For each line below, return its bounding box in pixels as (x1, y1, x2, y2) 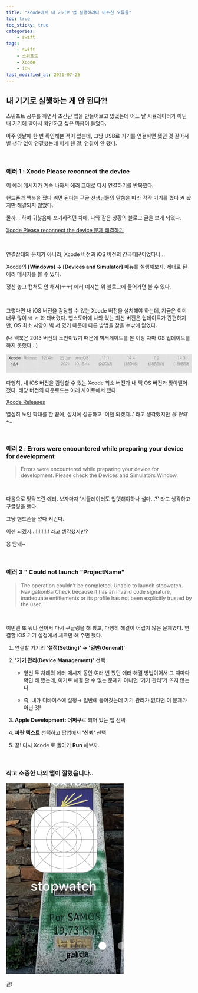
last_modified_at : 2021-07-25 (6, 71, 81, 78)
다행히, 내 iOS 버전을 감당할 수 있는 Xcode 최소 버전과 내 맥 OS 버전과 (6, 379, 167, 386)
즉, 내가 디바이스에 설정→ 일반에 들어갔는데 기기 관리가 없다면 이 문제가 (23, 696, 187, 703)
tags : (6, 41, 19, 47)
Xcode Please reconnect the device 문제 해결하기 (6, 227, 124, 234)
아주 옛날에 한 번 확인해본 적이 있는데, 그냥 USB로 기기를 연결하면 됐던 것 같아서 (6, 133, 189, 140)
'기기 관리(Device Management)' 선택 (14, 656, 105, 663)
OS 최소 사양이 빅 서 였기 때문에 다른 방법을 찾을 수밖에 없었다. (14, 322, 157, 329)
